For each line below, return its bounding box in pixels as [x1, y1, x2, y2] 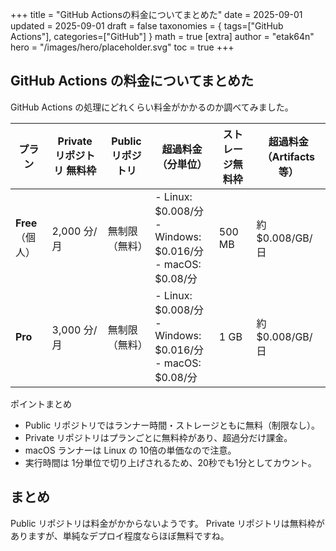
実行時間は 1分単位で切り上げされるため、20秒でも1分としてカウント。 [24, 456, 317, 468]
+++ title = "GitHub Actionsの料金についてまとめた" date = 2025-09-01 [10, 9, 303, 20]
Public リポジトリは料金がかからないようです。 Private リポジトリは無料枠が [10, 517, 325, 529]
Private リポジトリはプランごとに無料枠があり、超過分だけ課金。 [24, 431, 293, 443]
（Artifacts [261, 149, 315, 163]
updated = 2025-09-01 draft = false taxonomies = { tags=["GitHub [10, 20, 284, 32]
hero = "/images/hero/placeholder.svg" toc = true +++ [10, 41, 235, 53]
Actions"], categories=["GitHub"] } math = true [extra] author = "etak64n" [10, 31, 315, 42]
